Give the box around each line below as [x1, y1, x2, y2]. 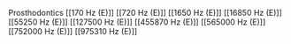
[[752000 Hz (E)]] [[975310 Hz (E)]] [8, 26, 138, 36]
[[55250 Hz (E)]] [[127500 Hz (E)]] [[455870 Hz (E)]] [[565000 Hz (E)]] [8, 17, 266, 27]
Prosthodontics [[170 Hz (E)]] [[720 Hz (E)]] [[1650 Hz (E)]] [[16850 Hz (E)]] [8, 8, 282, 18]
